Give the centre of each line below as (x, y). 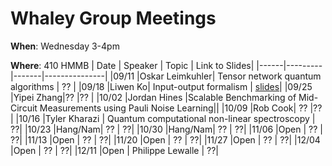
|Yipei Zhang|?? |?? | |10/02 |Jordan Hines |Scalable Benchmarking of (153, 97)
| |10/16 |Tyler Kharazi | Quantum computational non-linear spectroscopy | (163, 118)
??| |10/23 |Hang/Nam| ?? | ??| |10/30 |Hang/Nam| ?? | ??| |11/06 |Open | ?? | (166, 129)
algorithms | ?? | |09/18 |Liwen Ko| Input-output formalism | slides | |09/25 (161, 86)
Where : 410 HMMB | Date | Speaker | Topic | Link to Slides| (132, 65)
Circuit (24, 108)
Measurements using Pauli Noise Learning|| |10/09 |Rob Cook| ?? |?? (181, 108)
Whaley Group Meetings (113, 18)
